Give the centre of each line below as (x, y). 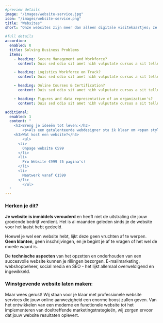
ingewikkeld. (18, 271)
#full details (19, 36)
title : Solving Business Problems (44, 50)
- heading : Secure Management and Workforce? (61, 59)
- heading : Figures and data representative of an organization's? (83, 99)
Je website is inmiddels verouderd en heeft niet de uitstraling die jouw (76, 216)
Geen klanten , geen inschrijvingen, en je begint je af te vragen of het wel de (81, 241)
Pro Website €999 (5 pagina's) (54, 162)
